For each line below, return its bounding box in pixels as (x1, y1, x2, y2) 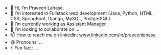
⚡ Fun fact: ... (10, 45, 38, 50)
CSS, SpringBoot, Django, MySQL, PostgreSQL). (10, 16, 112, 21)
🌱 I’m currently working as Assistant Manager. (10, 21, 107, 27)
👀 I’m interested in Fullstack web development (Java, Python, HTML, (10, 10, 154, 16)
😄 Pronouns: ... (10, 39, 43, 45)
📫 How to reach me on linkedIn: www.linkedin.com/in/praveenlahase (10, 32, 156, 38)
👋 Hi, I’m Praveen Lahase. (10, 5, 64, 11)
